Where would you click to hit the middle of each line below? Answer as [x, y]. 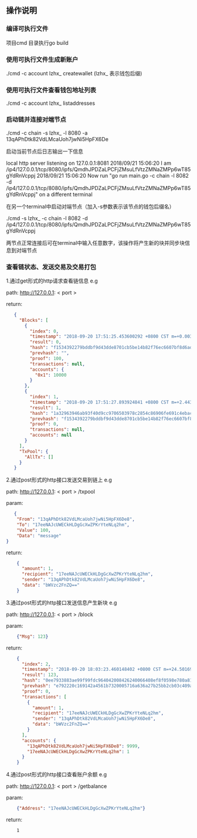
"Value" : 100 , [34, 530]
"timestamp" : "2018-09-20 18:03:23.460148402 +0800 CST [91, 670]
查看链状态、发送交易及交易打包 [51, 267]
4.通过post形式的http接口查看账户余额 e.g [57, 774]
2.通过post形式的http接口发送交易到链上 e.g [59, 480]
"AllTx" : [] [39, 457]
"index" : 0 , [44, 331]
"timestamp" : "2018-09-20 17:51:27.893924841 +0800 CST [99, 402]
